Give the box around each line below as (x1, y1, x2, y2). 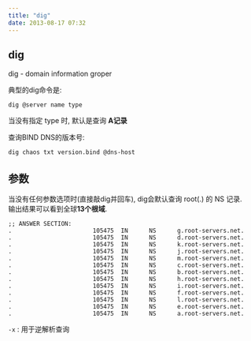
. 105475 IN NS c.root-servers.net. (8, 261, 245, 269)
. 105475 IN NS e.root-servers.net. (8, 303, 245, 311)
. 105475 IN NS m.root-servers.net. (8, 254, 245, 263)
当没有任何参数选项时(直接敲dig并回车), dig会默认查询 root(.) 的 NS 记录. (8, 194, 242, 204)
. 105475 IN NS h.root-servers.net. (8, 275, 245, 283)
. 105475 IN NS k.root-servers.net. (8, 241, 245, 249)
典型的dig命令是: (8, 85, 62, 95)
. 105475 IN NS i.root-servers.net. (8, 282, 245, 290)
